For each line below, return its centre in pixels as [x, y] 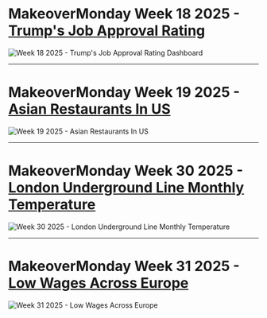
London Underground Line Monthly [126, 188]
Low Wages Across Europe [99, 283]
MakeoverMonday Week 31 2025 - [124, 266]
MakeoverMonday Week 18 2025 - [124, 14]
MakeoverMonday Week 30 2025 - [126, 171]
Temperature [52, 205]
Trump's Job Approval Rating [107, 31]
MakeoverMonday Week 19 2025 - [124, 93]
